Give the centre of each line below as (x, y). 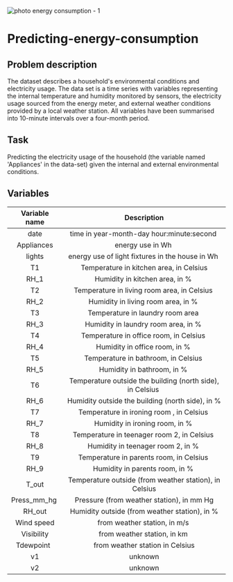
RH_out (35, 511)
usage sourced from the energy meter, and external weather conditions (109, 103)
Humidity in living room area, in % (143, 301)
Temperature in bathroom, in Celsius (143, 358)
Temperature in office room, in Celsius (143, 336)
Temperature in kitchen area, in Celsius (144, 267)
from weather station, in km (144, 534)
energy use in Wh (143, 245)
